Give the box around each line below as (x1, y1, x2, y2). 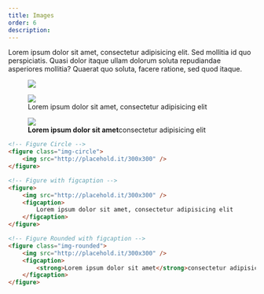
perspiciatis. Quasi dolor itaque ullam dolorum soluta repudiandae (8, 56, 222, 65)
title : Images (8, 11, 55, 20)
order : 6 (8, 19, 37, 27)
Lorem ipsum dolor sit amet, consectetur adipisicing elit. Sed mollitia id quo (8, 48, 251, 57)
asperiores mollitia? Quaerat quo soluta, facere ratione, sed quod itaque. (8, 64, 243, 74)
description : (8, 26, 51, 34)
